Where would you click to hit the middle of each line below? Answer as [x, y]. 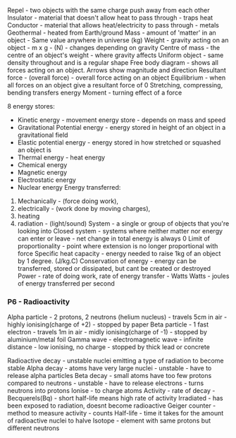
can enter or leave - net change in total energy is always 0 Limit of [113, 238]
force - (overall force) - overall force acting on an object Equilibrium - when [117, 78]
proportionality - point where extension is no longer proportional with [118, 246]
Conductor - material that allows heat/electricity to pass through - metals [113, 25]
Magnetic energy [42, 172]
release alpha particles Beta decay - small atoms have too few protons [110, 376]
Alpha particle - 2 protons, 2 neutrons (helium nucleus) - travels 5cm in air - [117, 317]
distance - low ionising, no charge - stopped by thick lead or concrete [108, 347]
